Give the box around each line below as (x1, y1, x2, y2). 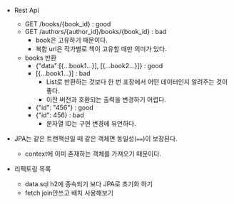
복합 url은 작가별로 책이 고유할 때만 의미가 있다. (35, 45, 167, 53)
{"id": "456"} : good (35, 103, 94, 112)
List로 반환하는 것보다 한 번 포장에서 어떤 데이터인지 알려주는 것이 (46, 77, 228, 86)
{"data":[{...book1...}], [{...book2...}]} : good (35, 62, 163, 70)
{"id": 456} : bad (35, 111, 84, 119)
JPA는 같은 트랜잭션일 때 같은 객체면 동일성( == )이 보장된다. (14, 134, 178, 143)
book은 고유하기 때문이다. (35, 36, 108, 44)
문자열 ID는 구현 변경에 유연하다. (46, 119, 137, 127)
